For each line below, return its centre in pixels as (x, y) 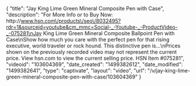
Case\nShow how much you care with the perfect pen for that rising (88, 39)
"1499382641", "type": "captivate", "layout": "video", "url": (76, 70)
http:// (14, 21)
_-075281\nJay (24, 33)
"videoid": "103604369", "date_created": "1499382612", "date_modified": (94, 64)
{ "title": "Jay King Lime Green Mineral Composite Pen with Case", (85, 8)
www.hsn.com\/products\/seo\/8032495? (71, 21)
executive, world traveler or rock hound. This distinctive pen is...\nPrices (93, 46)
